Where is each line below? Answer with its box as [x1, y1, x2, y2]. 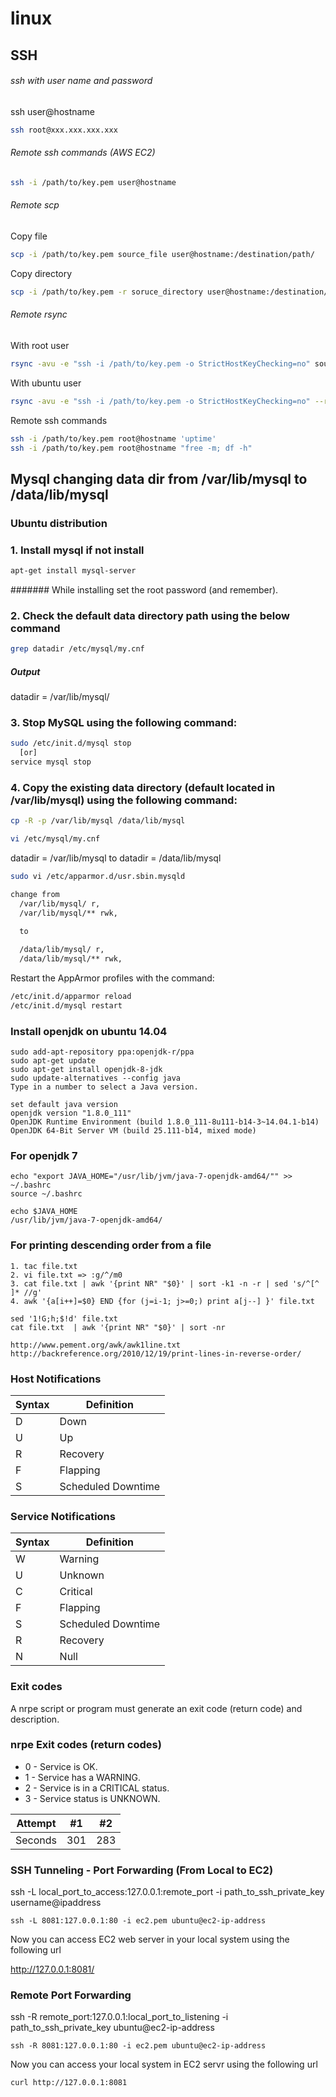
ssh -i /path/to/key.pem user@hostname [10, 177, 177, 187]
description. [10, 1713, 60, 1725]
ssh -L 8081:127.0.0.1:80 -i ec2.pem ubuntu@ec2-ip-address [10, 1916, 267, 1926]
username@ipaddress [10, 1897, 102, 1909]
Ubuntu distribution [10, 516, 108, 530]
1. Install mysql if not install [10, 543, 145, 557]
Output [10, 665, 41, 677]
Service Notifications [10, 1509, 116, 1523]
